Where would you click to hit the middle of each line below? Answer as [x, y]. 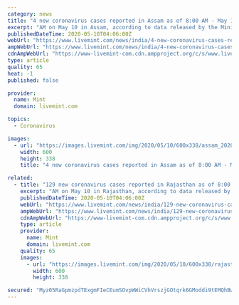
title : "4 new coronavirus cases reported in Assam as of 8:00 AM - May [117, 21]
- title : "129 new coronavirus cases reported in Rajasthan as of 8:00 [122, 185]
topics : [19, 119]
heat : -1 [20, 73]
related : [20, 178]
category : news [30, 14]
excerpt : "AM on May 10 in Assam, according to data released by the [113, 27]
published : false [33, 80]
